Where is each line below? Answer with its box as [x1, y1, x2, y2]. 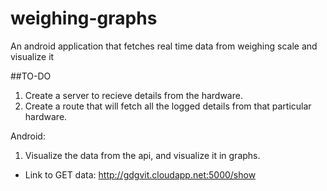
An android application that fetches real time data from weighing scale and [10, 40, 318, 52]
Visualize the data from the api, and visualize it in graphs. [24, 149, 261, 161]
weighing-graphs [10, 7, 158, 30]
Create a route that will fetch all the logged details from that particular [24, 100, 312, 112]
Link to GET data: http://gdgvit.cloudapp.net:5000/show [24, 168, 257, 181]
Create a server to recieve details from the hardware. [24, 89, 243, 101]
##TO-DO [10, 70, 52, 82]
